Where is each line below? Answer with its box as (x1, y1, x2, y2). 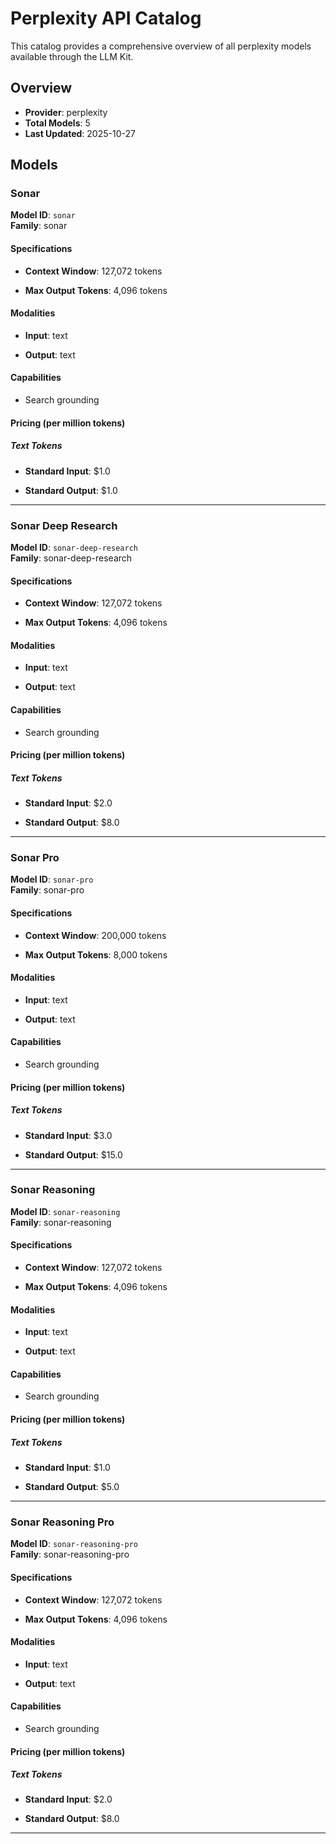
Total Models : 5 (24, 117, 91, 129)
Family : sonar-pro (10, 884, 85, 896)
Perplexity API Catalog (10, 7, 202, 30)
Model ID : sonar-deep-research (10, 541, 138, 553)
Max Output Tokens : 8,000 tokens (24, 948, 168, 961)
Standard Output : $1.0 (24, 484, 118, 496)
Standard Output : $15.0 (24, 1148, 123, 1161)
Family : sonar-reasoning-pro (10, 1548, 130, 1561)
